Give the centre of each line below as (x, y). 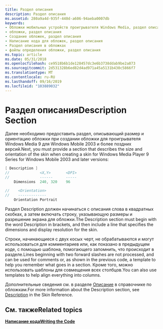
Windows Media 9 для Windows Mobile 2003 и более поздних (68, 144)
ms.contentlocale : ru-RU (30, 77)
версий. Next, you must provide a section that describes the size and (74, 149)
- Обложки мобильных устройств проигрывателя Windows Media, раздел (76, 28)
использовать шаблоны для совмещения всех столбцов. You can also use (81, 270)
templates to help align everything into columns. (53, 275)
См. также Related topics (44, 310)
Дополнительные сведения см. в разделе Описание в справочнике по (78, 284)
